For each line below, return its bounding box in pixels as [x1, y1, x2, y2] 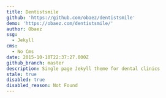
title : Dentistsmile [6, 9, 59, 15]
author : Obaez [6, 26, 43, 32]
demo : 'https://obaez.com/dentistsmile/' [6, 20, 114, 26]
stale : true [6, 71, 37, 77]
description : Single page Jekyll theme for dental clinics [6, 65, 160, 72]
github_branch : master [6, 60, 64, 66]
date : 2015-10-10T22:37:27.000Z [6, 54, 89, 60]
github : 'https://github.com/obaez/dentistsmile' [6, 15, 136, 21]
